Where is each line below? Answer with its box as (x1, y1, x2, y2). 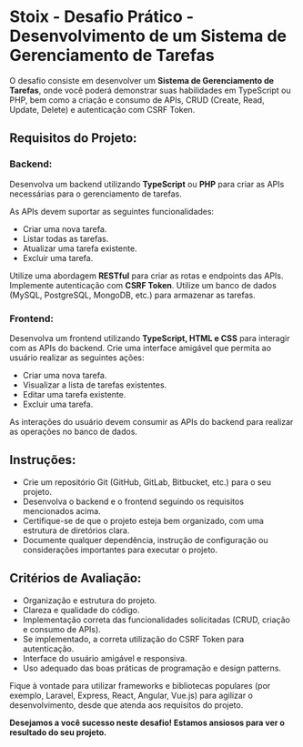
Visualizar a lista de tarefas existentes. (22, 379, 167, 390)
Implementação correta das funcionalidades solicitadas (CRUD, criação (22, 614, 291, 625)
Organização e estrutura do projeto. (22, 594, 157, 606)
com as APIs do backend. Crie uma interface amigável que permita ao (9, 342, 271, 353)
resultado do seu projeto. (9, 726, 107, 738)
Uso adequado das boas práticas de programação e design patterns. (22, 662, 282, 673)
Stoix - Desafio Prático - (9, 6, 194, 27)
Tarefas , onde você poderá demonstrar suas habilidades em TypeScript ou (9, 85, 291, 96)
